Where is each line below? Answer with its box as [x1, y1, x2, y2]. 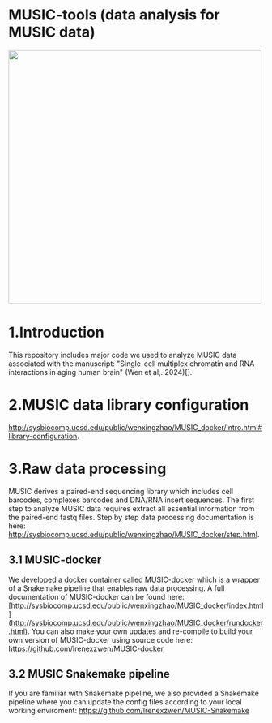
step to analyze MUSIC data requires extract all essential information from [8, 503, 255, 513]
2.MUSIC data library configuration [8, 396, 249, 415]
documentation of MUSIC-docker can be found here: [8, 592, 185, 601]
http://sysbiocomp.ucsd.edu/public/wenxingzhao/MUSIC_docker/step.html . [8, 529, 260, 539]
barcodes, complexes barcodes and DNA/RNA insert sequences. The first [8, 495, 255, 505]
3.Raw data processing [8, 460, 167, 478]
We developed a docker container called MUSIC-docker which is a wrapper [8, 575, 261, 584]
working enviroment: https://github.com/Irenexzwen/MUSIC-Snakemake [8, 706, 249, 716]
